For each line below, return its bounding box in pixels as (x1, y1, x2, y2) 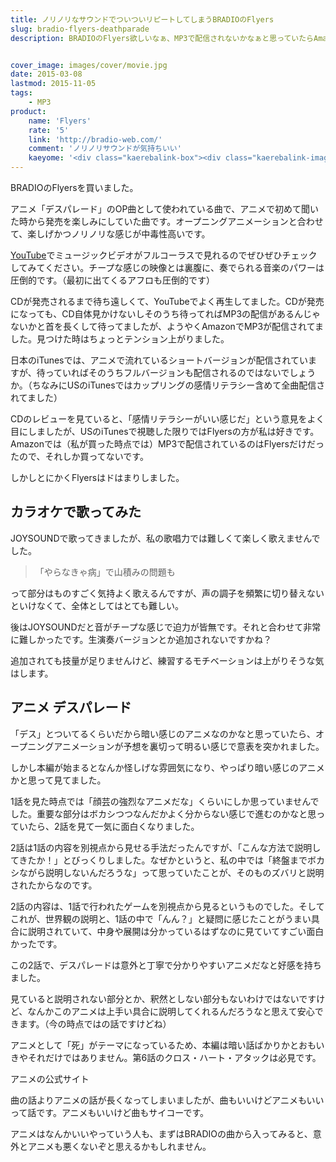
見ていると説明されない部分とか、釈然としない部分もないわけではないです (10, 992, 317, 1005)
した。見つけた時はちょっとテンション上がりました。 (10, 333, 230, 345)
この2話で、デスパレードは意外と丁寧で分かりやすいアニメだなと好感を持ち (10, 959, 322, 971)
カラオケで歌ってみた (10, 504, 142, 521)
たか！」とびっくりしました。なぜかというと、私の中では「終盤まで (27, 854, 308, 866)
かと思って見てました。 (10, 774, 107, 786)
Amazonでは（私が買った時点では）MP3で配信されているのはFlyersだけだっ (10, 438, 325, 450)
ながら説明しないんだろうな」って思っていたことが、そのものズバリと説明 (18, 866, 325, 878)
